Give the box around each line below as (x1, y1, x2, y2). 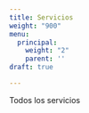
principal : (17, 37, 58, 47)
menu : (9, 29, 29, 38)
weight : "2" (25, 46, 69, 55)
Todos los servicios (9, 94, 81, 105)
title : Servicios (9, 12, 74, 22)
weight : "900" (9, 21, 62, 30)
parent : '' (25, 54, 66, 63)
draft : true (9, 63, 53, 72)
